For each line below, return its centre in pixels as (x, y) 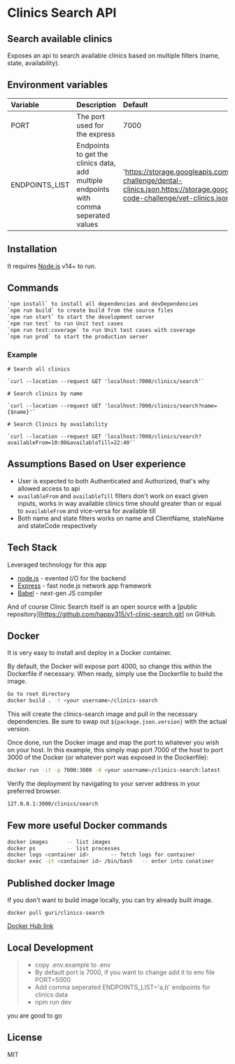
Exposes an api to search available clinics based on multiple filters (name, (114, 55)
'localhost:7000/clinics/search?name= (161, 406)
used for (90, 125)
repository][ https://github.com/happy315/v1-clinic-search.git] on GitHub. (112, 614)
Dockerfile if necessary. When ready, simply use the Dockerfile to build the (115, 674)
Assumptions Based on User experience (97, 464)
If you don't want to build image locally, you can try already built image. (110, 900)
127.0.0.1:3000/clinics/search (53, 804)
